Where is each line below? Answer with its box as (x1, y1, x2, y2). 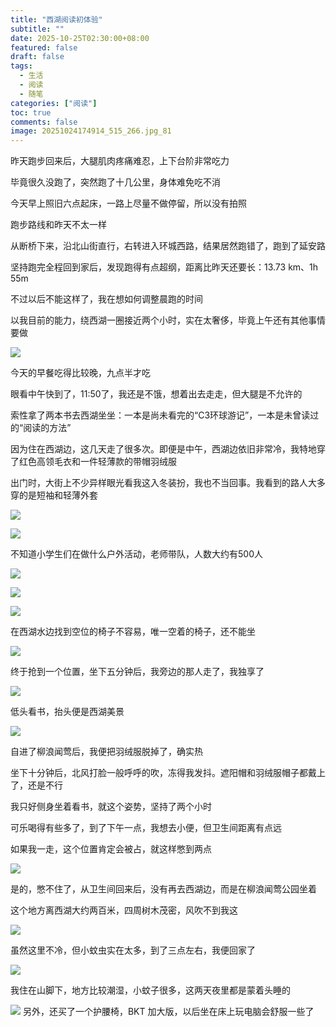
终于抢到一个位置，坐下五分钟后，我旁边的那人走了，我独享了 (10, 666, 265, 678)
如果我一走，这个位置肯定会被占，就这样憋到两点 (10, 843, 212, 855)
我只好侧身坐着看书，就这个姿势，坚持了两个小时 (10, 801, 212, 813)
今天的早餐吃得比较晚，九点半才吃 (10, 367, 151, 379)
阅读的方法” (23, 422, 72, 434)
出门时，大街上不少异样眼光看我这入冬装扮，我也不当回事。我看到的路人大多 (10, 477, 326, 489)
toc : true (10, 107, 52, 118)
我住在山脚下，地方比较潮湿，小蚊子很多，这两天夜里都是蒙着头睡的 (10, 984, 291, 996)
